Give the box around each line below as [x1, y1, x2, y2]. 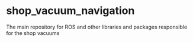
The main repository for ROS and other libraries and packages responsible [6, 23, 188, 30]
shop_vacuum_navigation [6, 4, 135, 17]
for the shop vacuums [6, 29, 60, 36]
